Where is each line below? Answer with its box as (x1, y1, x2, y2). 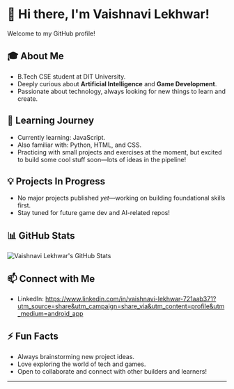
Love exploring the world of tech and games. (17, 360, 146, 368)
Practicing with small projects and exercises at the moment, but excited (17, 148, 222, 156)
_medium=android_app (17, 310, 84, 317)
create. (17, 94, 38, 103)
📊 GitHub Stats (7, 230, 75, 241)
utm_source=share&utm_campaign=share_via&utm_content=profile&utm (17, 302, 225, 310)
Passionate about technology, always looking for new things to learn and (17, 87, 226, 95)
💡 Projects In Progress (7, 175, 106, 187)
